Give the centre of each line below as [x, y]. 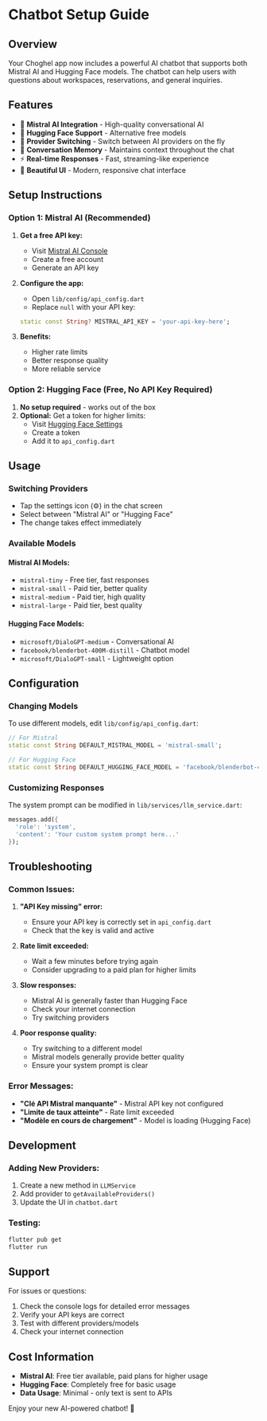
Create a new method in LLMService [78, 1185]
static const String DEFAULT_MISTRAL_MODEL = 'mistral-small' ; [115, 746]
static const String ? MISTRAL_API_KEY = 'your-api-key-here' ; [125, 321]
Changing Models [43, 706]
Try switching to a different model [87, 1048]
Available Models [42, 543]
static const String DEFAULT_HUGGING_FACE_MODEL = [94, 767]
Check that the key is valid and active [93, 930]
